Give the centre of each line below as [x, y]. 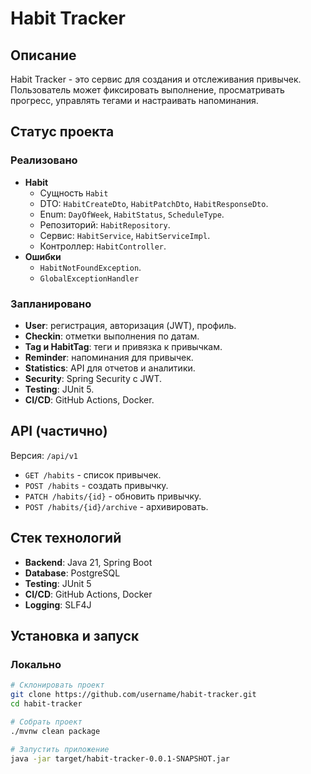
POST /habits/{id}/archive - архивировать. [116, 506]
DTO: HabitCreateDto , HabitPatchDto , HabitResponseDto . [154, 203]
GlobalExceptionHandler [89, 278]
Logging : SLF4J [58, 604]
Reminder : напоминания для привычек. [109, 357]
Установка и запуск [75, 636]
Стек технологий [66, 538]
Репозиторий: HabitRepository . [105, 224]
